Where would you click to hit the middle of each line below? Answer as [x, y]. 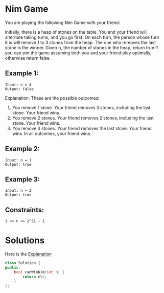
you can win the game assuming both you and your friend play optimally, [78, 53]
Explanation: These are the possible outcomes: [52, 98]
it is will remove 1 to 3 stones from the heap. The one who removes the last [81, 42]
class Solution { [23, 263]
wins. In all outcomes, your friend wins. [52, 134]
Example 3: [23, 179]
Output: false [20, 89]
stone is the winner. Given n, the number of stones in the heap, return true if [82, 47]
